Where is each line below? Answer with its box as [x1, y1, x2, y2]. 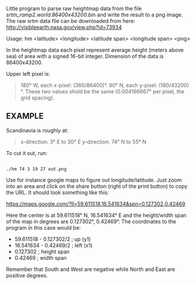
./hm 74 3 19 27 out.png [6, 166, 67, 172]
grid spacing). [20, 94, 55, 101]
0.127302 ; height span [14, 248, 70, 255]
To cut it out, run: [6, 149, 48, 156]
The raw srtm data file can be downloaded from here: [6, 18, 136, 24]
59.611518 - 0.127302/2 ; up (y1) [14, 235, 91, 243]
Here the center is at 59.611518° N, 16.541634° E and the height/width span [6, 212, 187, 219]
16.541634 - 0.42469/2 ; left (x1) [14, 242, 93, 249]
